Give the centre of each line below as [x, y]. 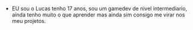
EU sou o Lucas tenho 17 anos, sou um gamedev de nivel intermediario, [99, 9]
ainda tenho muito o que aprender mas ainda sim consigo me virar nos [98, 15]
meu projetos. [29, 21]
